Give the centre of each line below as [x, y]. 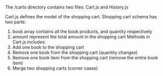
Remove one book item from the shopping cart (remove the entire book [85, 58]
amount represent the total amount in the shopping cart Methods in [81, 37]
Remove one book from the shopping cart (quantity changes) [75, 52]
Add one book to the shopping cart [48, 47]
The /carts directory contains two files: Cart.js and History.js [67, 7]
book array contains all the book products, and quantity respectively [82, 31]
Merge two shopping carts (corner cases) [55, 68]
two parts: [16, 22]
